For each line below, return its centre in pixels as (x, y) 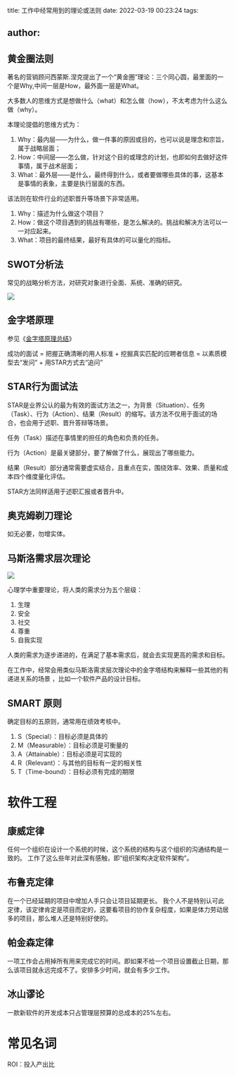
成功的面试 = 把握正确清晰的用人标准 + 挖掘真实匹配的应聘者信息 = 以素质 (114, 353)
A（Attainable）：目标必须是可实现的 (70, 754)
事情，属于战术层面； (48, 166)
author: (24, 33)
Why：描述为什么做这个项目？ (61, 214)
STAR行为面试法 (43, 387)
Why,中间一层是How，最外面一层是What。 (81, 86)
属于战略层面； (39, 148)
